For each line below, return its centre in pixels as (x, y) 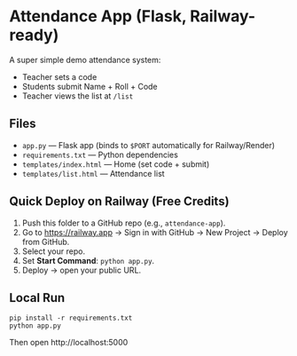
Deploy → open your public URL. (82, 270)
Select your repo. (54, 251)
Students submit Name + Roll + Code (90, 86)
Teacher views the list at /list (78, 96)
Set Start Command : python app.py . (88, 260)
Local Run (37, 298)
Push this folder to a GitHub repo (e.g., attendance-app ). (124, 223)
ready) (34, 35)
